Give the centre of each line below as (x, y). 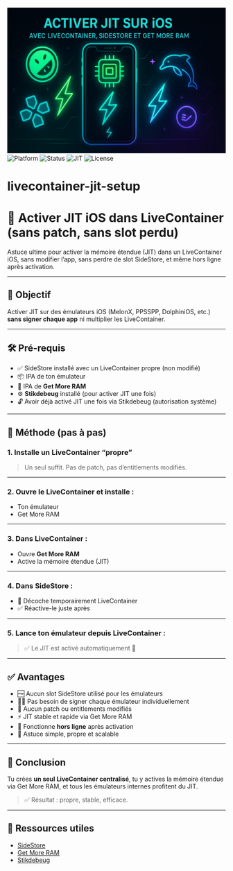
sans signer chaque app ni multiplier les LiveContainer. (86, 319)
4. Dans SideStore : (40, 585)
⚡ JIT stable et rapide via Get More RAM (75, 717)
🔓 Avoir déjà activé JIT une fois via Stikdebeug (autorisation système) (117, 402)
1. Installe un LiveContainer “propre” (70, 452)
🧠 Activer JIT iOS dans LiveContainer (115, 218)
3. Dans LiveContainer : (48, 539)
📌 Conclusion (36, 762)
